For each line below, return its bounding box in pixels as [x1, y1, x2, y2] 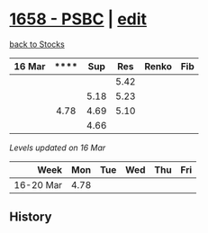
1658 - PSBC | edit [9, 9, 147, 30]
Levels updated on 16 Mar [9, 142, 106, 153]
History [9, 210, 52, 225]
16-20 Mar [14, 178, 63, 191]
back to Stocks [9, 39, 65, 49]
